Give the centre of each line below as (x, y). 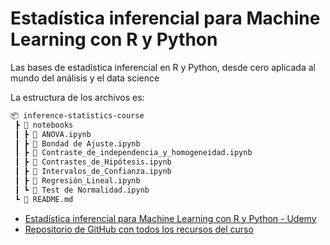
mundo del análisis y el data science (85, 78)
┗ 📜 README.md (44, 199)
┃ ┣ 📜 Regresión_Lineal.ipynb (77, 181)
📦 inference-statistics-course (77, 115)
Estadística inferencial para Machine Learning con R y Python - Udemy (170, 218)
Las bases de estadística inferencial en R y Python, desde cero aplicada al (163, 67)
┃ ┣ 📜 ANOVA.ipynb (53, 134)
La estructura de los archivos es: (77, 97)
